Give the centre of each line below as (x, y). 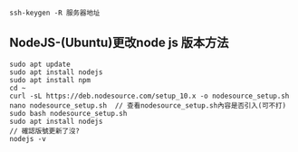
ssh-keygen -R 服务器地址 (55, 13)
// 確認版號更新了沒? (44, 131)
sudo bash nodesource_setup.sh (68, 113)
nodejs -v (28, 138)
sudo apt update (40, 64)
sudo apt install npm (50, 80)
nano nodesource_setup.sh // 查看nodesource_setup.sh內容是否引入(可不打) (148, 105)
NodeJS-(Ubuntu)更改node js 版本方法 (119, 43)
